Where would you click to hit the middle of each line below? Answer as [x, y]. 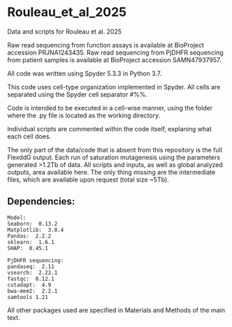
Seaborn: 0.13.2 [32, 224]
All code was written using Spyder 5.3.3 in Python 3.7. [85, 73]
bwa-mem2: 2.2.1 [32, 291]
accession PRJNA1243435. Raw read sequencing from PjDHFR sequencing [115, 52]
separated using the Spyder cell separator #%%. [78, 94]
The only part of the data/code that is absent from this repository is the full [115, 150]
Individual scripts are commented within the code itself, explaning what [109, 129]
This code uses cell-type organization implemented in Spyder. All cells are [114, 87]
